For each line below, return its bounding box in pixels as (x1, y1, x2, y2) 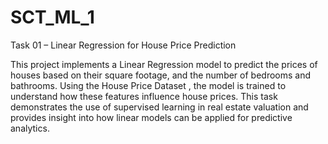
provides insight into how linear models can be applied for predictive (10, 111, 293, 123)
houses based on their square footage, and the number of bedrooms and (10, 69, 312, 81)
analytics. (10, 122, 50, 134)
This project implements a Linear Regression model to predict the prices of (10, 58, 318, 70)
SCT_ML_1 (10, 6, 95, 29)
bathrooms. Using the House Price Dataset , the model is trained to (10, 79, 287, 91)
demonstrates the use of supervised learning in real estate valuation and (10, 101, 309, 113)
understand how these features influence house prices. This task (10, 90, 278, 102)
